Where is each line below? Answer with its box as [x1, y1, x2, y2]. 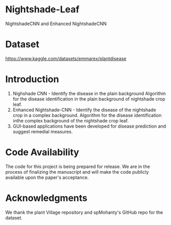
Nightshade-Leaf [5, 4, 80, 15]
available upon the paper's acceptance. [5, 174, 89, 180]
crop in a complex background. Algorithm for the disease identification [12, 112, 162, 118]
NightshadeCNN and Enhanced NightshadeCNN [5, 21, 107, 27]
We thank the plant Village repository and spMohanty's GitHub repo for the [5, 209, 163, 215]
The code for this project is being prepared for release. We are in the [5, 163, 150, 170]
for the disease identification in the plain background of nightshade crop [12, 96, 165, 102]
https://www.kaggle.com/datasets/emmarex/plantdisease [5, 55, 126, 62]
